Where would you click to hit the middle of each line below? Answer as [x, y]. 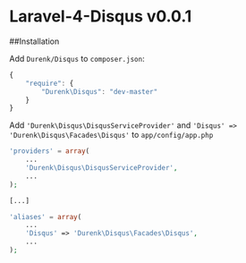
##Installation [34, 41]
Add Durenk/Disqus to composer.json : [77, 58]
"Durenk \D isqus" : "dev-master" [100, 91]
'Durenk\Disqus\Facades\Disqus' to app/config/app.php [111, 135]
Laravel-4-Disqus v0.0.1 [101, 17]
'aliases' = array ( [46, 216]
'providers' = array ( [50, 151]
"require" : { [50, 83]
